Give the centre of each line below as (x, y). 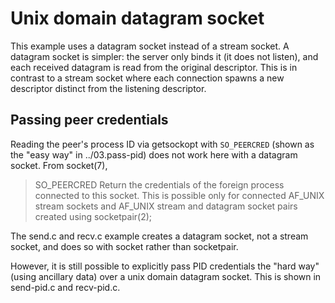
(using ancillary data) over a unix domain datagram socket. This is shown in (166, 276)
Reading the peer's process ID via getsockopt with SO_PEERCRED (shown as (162, 144)
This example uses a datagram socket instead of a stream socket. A (150, 46)
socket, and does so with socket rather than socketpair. (124, 246)
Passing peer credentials (89, 120)
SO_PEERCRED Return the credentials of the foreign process (159, 184)
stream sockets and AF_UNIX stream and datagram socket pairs (166, 206)
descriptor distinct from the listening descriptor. (108, 88)
